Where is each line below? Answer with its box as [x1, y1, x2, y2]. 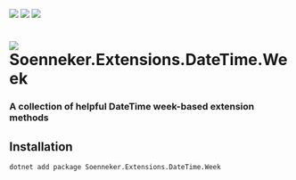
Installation [9, 139, 73, 154]
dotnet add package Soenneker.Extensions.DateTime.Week [9, 162, 221, 171]
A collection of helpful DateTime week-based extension [9, 101, 255, 113]
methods [9, 111, 49, 124]
